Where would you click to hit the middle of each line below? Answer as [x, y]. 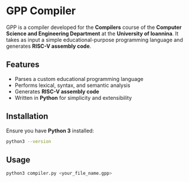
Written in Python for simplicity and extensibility [73, 97]
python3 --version [29, 141]
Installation [27, 116]
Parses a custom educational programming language [79, 79]
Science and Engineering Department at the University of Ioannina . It [92, 33]
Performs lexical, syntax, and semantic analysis [72, 85]
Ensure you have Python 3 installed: [50, 131]
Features [23, 65]
